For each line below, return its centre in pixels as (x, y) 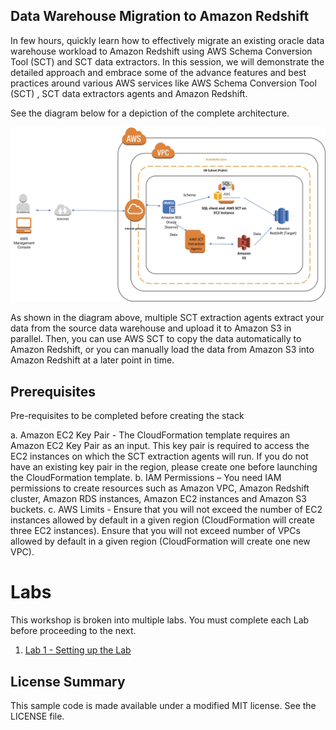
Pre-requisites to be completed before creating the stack (127, 416)
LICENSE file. (37, 716)
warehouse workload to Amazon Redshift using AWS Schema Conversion (161, 51)
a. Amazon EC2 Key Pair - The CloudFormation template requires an (150, 435)
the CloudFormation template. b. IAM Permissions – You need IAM (146, 478)
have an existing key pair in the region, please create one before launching (164, 467)
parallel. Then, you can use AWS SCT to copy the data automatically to (156, 339)
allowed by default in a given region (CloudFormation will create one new (160, 541)
